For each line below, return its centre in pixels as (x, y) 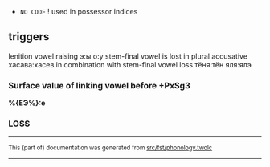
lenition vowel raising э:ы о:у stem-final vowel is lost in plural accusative (128, 56)
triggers (29, 37)
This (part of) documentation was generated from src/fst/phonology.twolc (110, 148)
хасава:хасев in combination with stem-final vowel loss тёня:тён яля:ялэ (130, 64)
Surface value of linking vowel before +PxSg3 (99, 85)
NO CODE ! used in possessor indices (79, 12)
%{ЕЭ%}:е (27, 103)
